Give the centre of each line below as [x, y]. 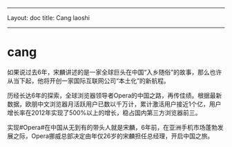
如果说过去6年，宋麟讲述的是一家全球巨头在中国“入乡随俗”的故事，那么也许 [115, 72]
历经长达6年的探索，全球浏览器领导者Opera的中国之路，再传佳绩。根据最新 [115, 95]
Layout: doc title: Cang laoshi [48, 18]
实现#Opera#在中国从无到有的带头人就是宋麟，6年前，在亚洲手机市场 [106, 127]
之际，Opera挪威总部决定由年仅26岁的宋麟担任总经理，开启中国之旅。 [113, 136]
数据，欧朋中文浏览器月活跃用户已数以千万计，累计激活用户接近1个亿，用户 [114, 104]
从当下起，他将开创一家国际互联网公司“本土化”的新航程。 [89, 81]
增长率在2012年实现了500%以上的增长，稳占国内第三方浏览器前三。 [104, 112]
